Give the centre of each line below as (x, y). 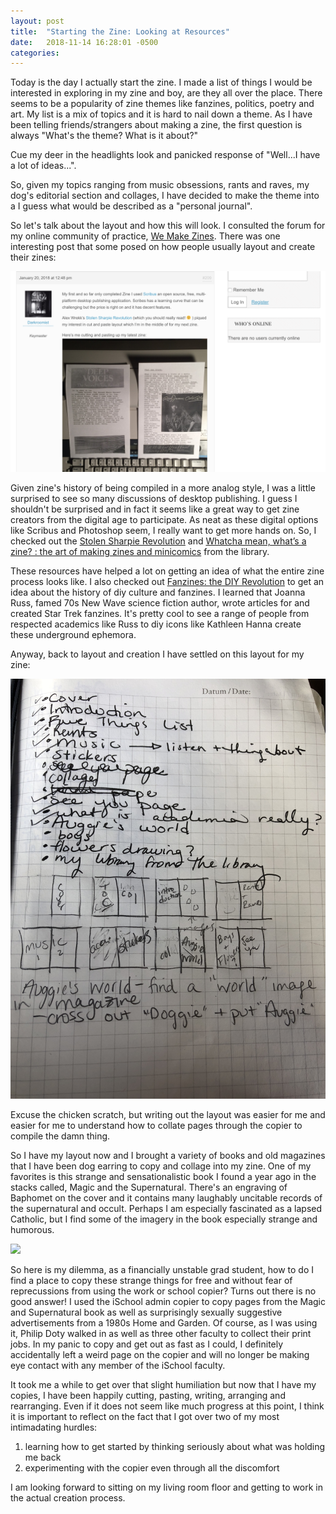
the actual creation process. (68, 1498)
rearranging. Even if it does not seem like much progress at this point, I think (167, 1406)
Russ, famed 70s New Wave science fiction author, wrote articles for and (160, 603)
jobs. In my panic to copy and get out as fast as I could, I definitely (147, 1344)
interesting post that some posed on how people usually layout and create (163, 247)
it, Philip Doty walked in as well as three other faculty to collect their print (161, 1334)
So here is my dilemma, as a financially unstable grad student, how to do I (162, 1270)
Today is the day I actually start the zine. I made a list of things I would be (161, 82)
